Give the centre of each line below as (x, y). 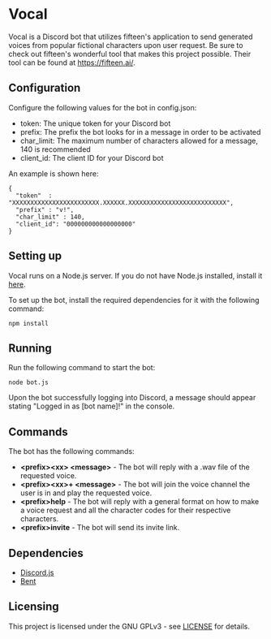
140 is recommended (55, 149)
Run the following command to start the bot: (82, 368)
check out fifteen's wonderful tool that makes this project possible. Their (130, 54)
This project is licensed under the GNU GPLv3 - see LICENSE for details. (129, 626)
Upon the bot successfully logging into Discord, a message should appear (132, 398)
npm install (28, 323)
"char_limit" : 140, (50, 217)
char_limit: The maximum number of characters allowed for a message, (139, 140)
